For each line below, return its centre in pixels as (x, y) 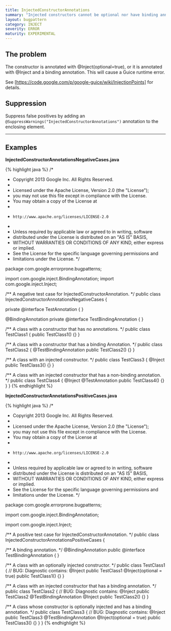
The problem (26, 54)
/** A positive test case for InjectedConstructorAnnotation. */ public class (82, 535)
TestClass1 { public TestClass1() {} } (43, 334)
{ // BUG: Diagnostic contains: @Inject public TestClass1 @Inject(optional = (84, 571)
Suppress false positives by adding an (45, 116)
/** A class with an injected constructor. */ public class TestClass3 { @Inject (85, 360)
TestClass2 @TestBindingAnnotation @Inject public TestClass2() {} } (77, 597)
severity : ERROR (22, 29)
